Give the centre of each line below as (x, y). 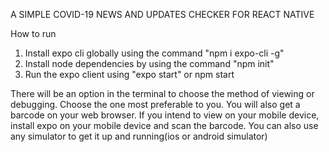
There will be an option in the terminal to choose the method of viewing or (162, 93)
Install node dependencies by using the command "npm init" (149, 63)
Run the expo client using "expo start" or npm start (129, 74)
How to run (33, 33)
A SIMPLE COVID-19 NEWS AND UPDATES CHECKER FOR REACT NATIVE (162, 14)
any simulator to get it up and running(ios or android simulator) (139, 136)
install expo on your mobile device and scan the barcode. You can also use (164, 125)
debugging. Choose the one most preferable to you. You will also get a (155, 104)
